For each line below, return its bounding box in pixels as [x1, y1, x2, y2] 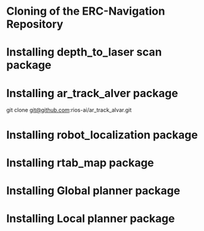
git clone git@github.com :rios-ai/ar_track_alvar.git [6, 106, 132, 114]
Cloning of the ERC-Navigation [6, 4, 166, 18]
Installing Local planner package [6, 212, 175, 226]
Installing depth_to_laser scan [6, 45, 162, 59]
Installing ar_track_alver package [6, 86, 178, 100]
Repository [6, 17, 64, 31]
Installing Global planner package [6, 183, 180, 197]
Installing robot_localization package [6, 128, 199, 142]
